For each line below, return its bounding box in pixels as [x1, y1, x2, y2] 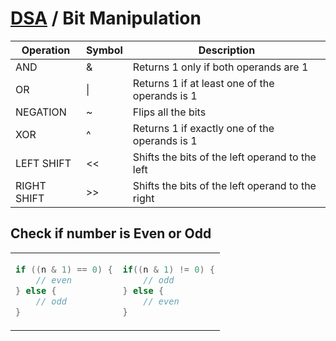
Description [198, 43, 256, 57]
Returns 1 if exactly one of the [132, 121, 275, 135]
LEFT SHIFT [15, 156, 72, 170]
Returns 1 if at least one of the [132, 76, 275, 90]
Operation [21, 43, 71, 57]
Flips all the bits [132, 105, 207, 119]
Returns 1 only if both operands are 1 [132, 60, 309, 74]
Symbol [85, 43, 123, 57]
